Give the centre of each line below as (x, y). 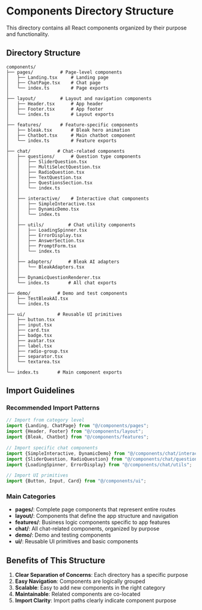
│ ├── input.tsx (29, 325)
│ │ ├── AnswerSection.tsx (45, 241)
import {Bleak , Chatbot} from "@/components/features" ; (78, 437)
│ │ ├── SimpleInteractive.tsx (51, 204)
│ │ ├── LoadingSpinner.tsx (47, 230)
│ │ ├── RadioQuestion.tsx (45, 172)
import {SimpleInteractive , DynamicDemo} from (66, 453)
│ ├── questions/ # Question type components (74, 156)
